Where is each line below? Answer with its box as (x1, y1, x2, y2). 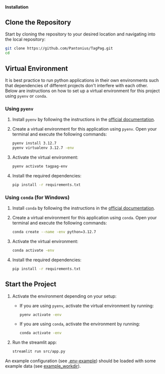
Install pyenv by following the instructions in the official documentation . (12, 116, 156, 123)
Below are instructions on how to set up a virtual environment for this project (5, 88, 160, 94)
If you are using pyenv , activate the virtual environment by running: (19, 303, 154, 308)
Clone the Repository (5, 18, 71, 27)
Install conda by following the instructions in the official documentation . (12, 205, 156, 211)
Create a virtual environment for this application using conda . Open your (12, 215, 157, 221)
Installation (5, 4, 28, 10)
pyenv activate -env (19, 312, 62, 317)
